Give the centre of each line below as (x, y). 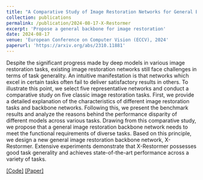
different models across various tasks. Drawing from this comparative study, (101, 120)
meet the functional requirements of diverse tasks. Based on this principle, (99, 133)
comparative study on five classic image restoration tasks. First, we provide (100, 95)
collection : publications (39, 18)
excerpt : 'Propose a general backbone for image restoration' (86, 29)
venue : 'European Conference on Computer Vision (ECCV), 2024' (88, 40)
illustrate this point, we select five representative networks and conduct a (98, 88)
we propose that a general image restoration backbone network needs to (97, 127)
